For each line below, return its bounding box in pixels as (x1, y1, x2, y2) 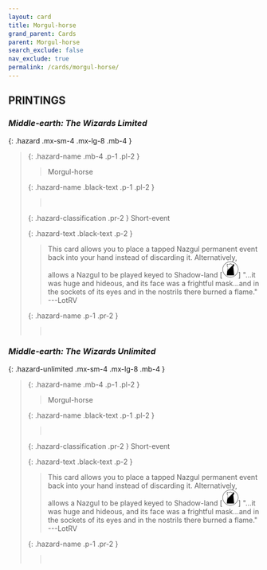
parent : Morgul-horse (8, 38, 80, 46)
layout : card (8, 13, 52, 21)
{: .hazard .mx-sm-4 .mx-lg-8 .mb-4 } (8, 136, 132, 145)
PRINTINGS (8, 94, 66, 108)
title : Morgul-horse (8, 21, 77, 29)
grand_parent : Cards (8, 29, 77, 37)
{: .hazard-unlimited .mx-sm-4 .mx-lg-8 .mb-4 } (8, 364, 166, 374)
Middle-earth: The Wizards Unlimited (8, 346, 156, 357)
